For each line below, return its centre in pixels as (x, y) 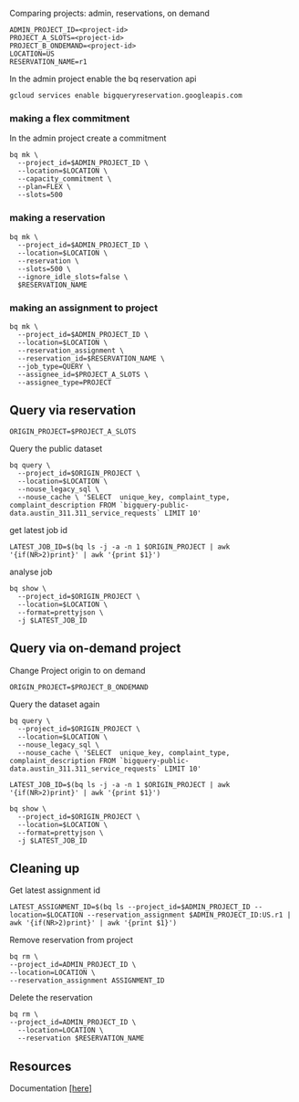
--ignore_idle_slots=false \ (73, 277)
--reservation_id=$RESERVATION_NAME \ (92, 358)
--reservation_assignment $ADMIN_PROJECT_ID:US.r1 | (189, 915)
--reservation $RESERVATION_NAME (81, 1039)
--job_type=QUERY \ (55, 366)
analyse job (31, 572)
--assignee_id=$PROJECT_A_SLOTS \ (83, 374)
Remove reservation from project (72, 940)
